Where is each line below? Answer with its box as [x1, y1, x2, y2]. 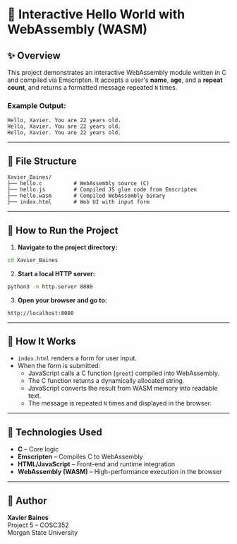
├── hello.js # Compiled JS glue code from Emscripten [7, 187, 197, 194]
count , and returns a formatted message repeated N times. [7, 83, 178, 91]
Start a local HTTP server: [17, 269, 95, 278]
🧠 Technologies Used [7, 426, 102, 438]
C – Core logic [17, 445, 59, 454]
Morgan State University [7, 528, 78, 537]
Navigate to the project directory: [17, 243, 118, 252]
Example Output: [7, 100, 66, 110]
